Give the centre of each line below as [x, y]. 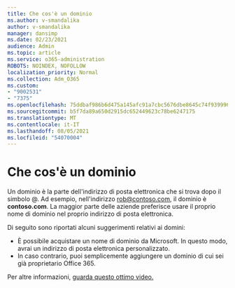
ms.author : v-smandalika [43, 20]
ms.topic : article [34, 53]
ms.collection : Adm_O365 [43, 79]
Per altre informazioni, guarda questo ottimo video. [80, 277]
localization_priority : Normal [53, 72]
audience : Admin [31, 46]
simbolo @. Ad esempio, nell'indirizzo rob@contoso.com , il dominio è [107, 199]
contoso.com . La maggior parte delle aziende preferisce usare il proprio [112, 207]
